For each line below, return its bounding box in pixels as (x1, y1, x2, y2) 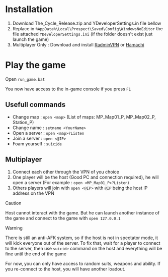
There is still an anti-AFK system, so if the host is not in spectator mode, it (5, 235, 158, 241)
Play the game (5, 60, 66, 71)
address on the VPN (12, 190, 54, 196)
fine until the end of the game (5, 251, 67, 257)
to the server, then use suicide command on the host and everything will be (5, 245, 162, 251)
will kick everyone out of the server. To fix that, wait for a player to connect (5, 240, 160, 246)
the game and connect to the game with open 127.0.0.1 (5, 215, 121, 221)
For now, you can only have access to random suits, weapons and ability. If (5, 260, 161, 266)
